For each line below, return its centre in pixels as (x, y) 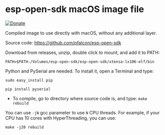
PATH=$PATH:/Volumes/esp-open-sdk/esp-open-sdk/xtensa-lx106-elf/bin (80, 61)
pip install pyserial (28, 89)
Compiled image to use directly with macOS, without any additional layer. (81, 33)
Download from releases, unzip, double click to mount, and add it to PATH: (82, 52)
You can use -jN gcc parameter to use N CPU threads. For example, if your (82, 112)
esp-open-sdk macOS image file (75, 9)
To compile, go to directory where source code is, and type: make (80, 98)
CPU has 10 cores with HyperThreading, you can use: (61, 118)
